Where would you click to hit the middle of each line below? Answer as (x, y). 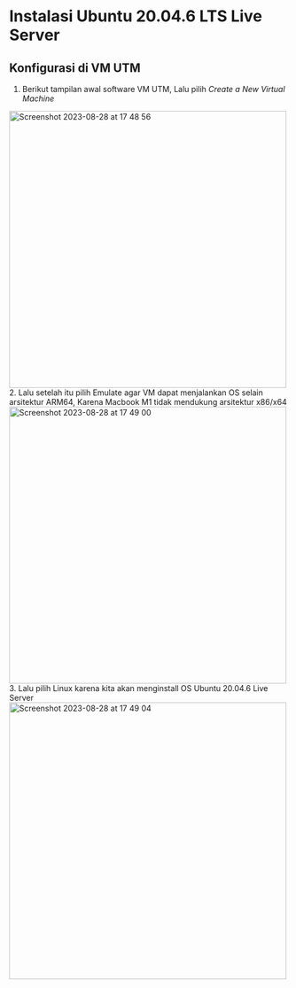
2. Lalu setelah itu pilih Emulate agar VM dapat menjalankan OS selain (136, 393)
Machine (38, 98)
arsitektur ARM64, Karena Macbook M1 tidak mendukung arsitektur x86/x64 (148, 402)
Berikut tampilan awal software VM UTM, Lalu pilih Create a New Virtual (153, 89)
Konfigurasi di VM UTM (75, 68)
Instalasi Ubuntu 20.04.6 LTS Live (136, 16)
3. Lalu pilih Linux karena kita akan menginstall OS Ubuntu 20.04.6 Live (139, 688)
